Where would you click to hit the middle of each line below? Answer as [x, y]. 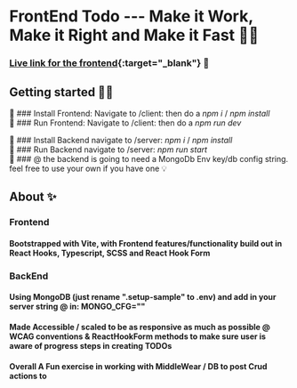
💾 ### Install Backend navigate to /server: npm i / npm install [121, 140]
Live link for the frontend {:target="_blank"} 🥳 [109, 63]
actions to [28, 376]
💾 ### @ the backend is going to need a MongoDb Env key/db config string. [149, 158]
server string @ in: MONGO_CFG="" [77, 307]
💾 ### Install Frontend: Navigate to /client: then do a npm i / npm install [140, 113]
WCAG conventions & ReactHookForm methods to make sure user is [138, 336]
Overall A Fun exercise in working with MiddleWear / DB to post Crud [138, 366]
